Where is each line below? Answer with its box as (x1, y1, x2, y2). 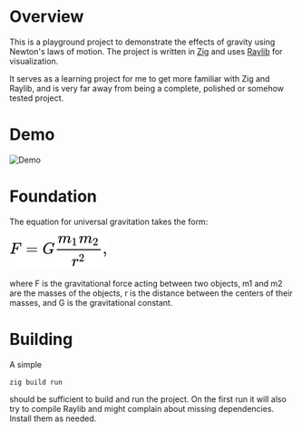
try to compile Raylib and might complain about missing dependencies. (9, 403, 275, 414)
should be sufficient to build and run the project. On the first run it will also (9, 393, 287, 405)
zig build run (9, 377, 63, 387)
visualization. (9, 55, 59, 66)
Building (9, 329, 73, 349)
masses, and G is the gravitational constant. (9, 297, 173, 308)
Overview (9, 6, 84, 27)
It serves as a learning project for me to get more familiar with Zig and (9, 73, 270, 83)
